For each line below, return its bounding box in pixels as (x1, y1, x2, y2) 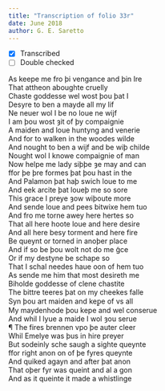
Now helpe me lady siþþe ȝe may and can (8, 159, 147, 169)
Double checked (19, 58, 74, 67)
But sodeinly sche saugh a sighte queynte (8, 339, 147, 349)
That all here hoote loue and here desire (8, 218, 140, 229)
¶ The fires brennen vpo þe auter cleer (8, 322, 136, 332)
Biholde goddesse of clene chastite (8, 279, 125, 288)
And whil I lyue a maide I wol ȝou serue (8, 314, 138, 324)
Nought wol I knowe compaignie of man (8, 150, 140, 161)
